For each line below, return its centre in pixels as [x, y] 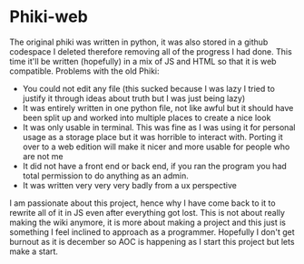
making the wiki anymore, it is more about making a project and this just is [147, 222]
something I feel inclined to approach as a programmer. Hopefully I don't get [152, 232]
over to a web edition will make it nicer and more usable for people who [156, 147]
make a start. [34, 251]
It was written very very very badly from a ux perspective [130, 185]
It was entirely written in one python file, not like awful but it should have [158, 107]
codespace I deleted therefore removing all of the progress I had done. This [151, 51]
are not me [43, 156]
